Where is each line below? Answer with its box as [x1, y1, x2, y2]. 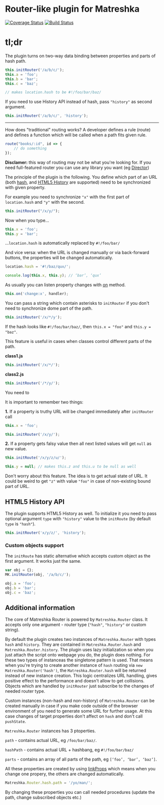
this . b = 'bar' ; [5, 77, 38, 82]
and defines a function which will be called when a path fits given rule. [5, 132, 147, 138]
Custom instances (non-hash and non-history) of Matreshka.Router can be [5, 698, 155, 704]
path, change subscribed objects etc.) [5, 795, 82, 801]
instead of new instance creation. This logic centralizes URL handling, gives [5, 673, 157, 678]
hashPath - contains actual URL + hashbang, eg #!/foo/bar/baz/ [5, 747, 134, 753]
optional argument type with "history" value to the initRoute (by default [5, 515, 151, 521]
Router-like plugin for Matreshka [5, 3, 140, 15]
